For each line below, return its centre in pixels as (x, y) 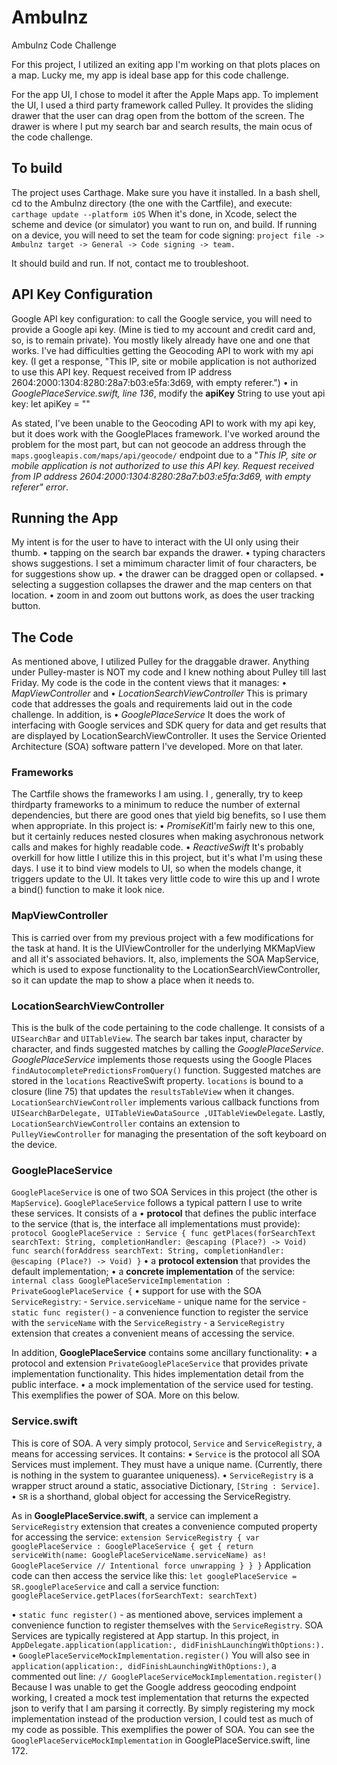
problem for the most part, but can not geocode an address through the (159, 444)
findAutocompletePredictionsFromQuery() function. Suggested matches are (166, 1070)
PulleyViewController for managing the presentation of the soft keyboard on (169, 1134)
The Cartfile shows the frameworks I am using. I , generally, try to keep (157, 794)
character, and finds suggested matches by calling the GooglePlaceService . (167, 1049)
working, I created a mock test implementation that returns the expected (160, 1697)
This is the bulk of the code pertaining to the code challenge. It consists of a (168, 1028)
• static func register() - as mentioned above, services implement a (157, 1614)
